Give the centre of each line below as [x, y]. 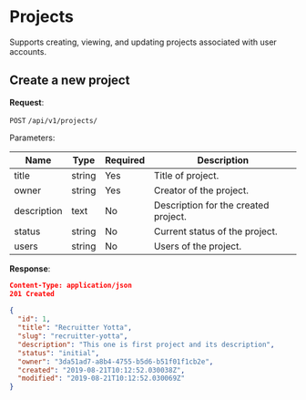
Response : [30, 268]
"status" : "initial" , [59, 353]
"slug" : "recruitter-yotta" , [73, 336]
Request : [27, 102]
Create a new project [70, 81]
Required [125, 159]
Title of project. [186, 175]
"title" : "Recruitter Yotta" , [75, 328]
